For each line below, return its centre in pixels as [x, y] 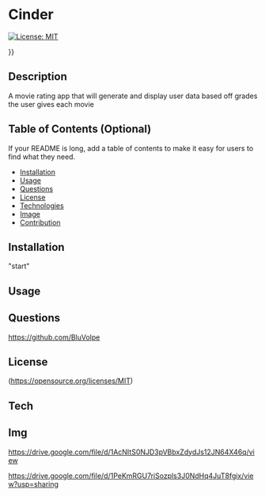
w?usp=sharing [34, 484]
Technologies [42, 205]
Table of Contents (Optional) [80, 129]
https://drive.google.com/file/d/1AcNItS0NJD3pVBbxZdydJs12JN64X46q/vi [131, 452]
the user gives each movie [51, 104]
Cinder [31, 15]
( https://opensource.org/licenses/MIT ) [71, 381]
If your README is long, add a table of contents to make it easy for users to [131, 148]
